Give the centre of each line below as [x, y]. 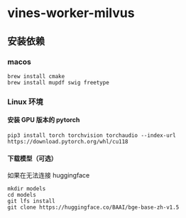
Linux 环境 [26, 102]
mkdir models [27, 189]
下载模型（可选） [32, 158]
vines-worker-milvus [71, 13]
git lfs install [31, 201]
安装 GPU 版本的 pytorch [44, 120]
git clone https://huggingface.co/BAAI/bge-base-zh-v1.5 [93, 207]
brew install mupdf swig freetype [59, 82]
